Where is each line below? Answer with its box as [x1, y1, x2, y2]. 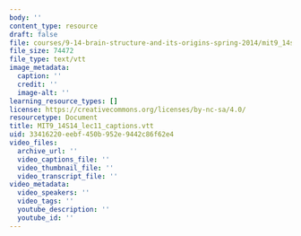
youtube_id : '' [17, 213, 74, 223]
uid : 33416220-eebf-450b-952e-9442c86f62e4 [9, 130, 175, 139]
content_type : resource [9, 22, 99, 31]
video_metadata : [9, 180, 70, 189]
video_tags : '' [17, 197, 74, 206]
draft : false [9, 30, 58, 39]
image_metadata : [9, 64, 70, 73]
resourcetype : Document [9, 113, 99, 122]
